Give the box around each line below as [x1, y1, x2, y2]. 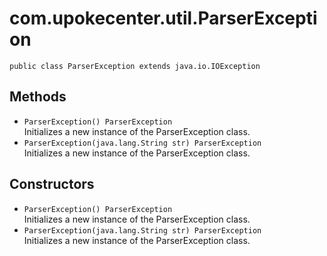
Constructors [9, 176, 95, 193]
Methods [9, 88, 67, 106]
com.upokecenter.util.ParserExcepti [9, 7, 318, 30]
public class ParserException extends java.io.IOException [9, 61, 261, 71]
